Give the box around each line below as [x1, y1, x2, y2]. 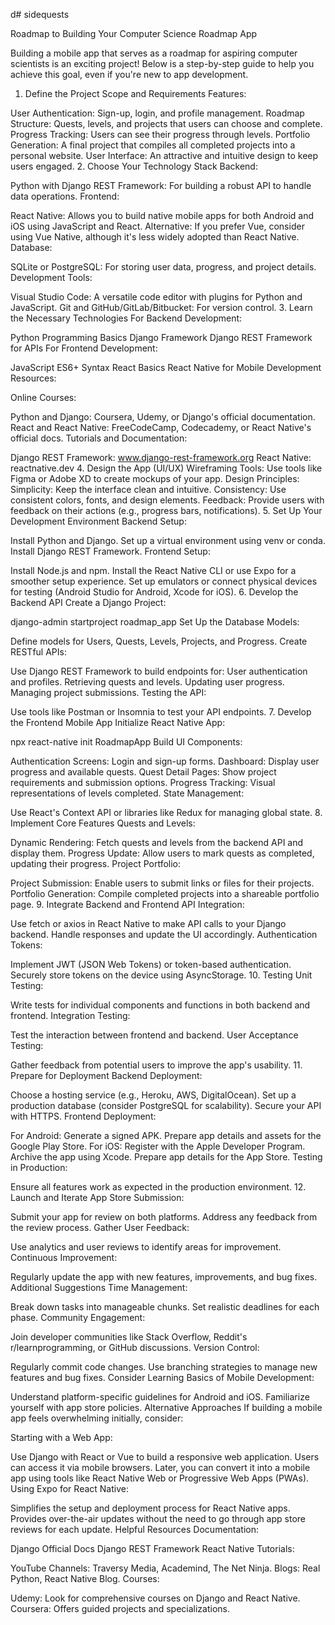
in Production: [10, 1162, 68, 1173]
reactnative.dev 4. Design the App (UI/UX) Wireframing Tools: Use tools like [10, 462, 323, 474]
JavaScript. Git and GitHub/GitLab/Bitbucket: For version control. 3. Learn [10, 302, 313, 313]
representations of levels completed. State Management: [10, 787, 245, 799]
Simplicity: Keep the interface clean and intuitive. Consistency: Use [10, 484, 287, 495]
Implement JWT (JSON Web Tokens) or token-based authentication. [10, 959, 292, 970]
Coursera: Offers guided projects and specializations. [10, 1603, 230, 1614]
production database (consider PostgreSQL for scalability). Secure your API [10, 1100, 322, 1111]
